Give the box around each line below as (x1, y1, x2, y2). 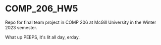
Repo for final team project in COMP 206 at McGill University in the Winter (5, 19, 157, 25)
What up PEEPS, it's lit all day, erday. (5, 34, 80, 40)
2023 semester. (5, 24, 37, 30)
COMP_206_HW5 (5, 3, 78, 14)
